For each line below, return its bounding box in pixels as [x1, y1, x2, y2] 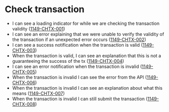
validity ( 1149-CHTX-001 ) [12, 25, 66, 31]
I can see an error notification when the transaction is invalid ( [12, 63, 142, 69]
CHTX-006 [12, 80, 36, 86]
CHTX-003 [12, 47, 36, 53]
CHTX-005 [12, 68, 35, 74]
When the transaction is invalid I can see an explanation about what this [12, 85, 163, 91]
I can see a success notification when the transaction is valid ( [12, 42, 143, 48]
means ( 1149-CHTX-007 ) [12, 90, 65, 96]
